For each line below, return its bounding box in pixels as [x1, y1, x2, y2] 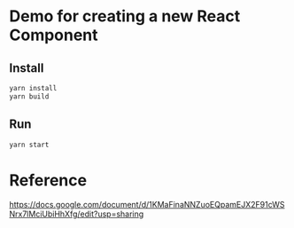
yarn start [9, 140, 50, 149]
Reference [9, 170, 87, 190]
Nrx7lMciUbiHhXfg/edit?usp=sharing [9, 208, 144, 219]
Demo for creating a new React [9, 6, 241, 27]
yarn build [9, 91, 50, 101]
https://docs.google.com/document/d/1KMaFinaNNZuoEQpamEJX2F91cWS [9, 200, 285, 210]
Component [9, 25, 99, 45]
